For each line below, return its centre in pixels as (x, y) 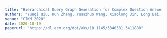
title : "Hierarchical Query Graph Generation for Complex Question (77, 10)
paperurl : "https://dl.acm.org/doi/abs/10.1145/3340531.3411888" (74, 28)
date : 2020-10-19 (23, 23)
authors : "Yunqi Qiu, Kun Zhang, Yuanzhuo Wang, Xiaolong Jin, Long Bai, (83, 14)
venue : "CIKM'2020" (25, 19)
